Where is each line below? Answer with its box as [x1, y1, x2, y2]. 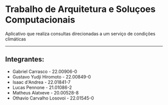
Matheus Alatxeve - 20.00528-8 [12, 89, 79, 95]
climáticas [5, 36, 26, 42]
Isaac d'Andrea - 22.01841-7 [12, 79, 71, 85]
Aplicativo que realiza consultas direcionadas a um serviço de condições [5, 30, 156, 36]
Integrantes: [5, 55, 44, 63]
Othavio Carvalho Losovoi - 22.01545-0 [12, 95, 94, 101]
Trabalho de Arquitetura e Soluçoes [5, 3, 156, 15]
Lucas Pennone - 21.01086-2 [12, 84, 72, 90]
